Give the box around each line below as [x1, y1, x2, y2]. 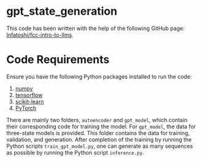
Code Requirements [6, 53, 110, 67]
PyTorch [15, 104, 37, 112]
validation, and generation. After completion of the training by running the [6, 136, 192, 143]
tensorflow [15, 91, 43, 99]
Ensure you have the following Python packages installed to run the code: [6, 72, 192, 80]
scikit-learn [15, 98, 44, 105]
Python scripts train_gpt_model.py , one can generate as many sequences [6, 142, 193, 150]
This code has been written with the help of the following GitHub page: [6, 25, 185, 32]
